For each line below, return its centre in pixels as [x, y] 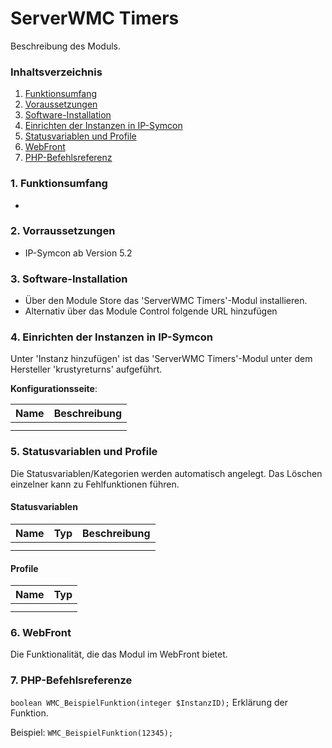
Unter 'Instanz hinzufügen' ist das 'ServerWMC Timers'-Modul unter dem [161, 359]
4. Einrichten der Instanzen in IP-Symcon [111, 337]
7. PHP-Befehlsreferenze [71, 680]
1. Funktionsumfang [59, 184]
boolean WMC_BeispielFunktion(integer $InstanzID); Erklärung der [149, 702]
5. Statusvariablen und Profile [84, 452]
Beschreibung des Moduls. [65, 46]
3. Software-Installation [69, 279]
